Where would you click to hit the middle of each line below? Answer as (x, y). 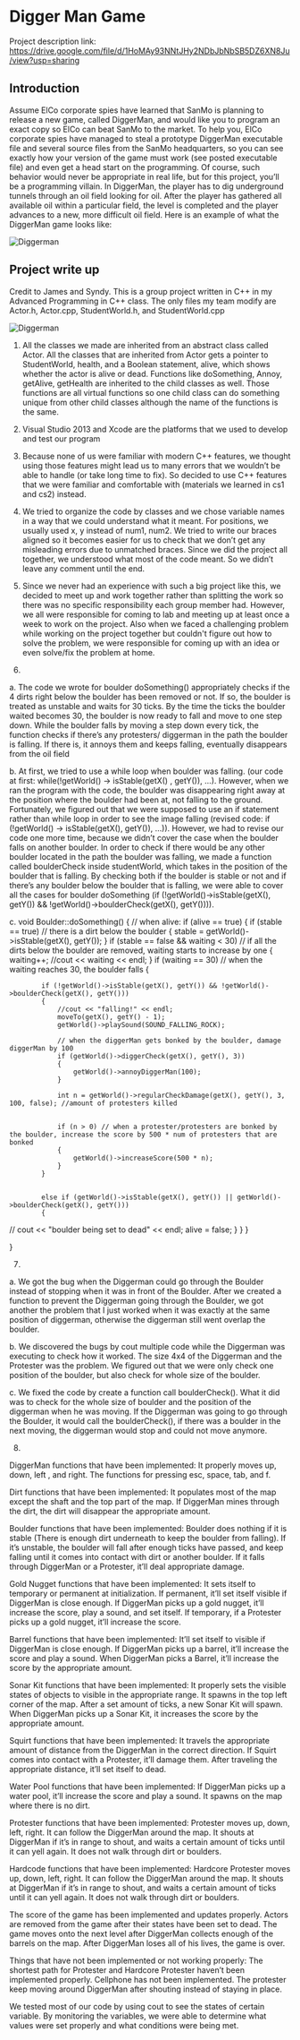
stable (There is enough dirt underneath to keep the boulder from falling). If (148, 1538)
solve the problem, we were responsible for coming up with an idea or (150, 643)
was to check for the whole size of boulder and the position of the (130, 1401)
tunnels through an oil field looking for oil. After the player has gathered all (146, 195)
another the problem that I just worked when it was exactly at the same (140, 1310)
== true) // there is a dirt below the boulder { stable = (107, 931)
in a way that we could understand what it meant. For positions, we (146, 520)
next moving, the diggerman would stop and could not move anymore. (138, 1430)
